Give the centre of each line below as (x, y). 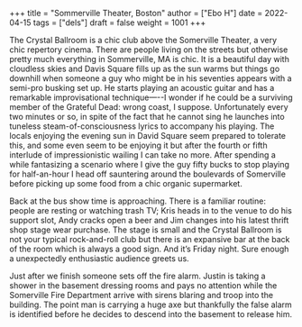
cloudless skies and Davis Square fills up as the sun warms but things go (145, 68)
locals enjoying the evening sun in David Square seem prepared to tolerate (148, 136)
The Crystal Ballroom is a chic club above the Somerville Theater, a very (143, 40)
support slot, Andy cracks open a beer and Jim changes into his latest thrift (149, 220)
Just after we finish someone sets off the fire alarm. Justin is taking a (137, 276)
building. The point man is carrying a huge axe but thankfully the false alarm (151, 304)
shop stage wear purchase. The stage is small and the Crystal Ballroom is (146, 230)
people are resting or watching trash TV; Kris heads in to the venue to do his (151, 210)
